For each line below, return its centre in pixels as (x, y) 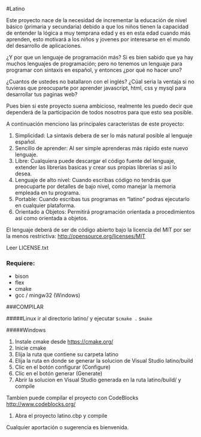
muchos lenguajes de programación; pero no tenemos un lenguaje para (94, 63)
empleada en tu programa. (48, 193)
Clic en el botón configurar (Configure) (63, 367)
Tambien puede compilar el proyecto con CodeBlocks (72, 398)
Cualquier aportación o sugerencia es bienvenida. (68, 427)
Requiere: (21, 263)
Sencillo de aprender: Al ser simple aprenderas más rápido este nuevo (101, 148)
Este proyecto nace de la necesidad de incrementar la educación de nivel (97, 20)
